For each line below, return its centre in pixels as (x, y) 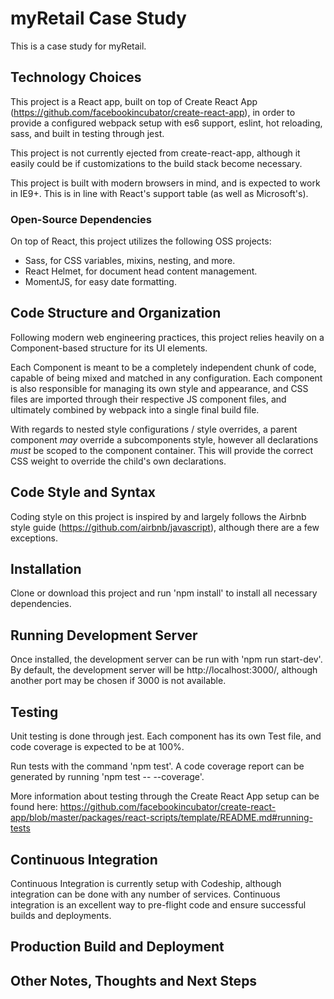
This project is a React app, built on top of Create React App (134, 101)
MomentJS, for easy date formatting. (100, 282)
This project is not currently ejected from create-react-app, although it (155, 153)
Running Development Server (104, 635)
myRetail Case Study (98, 18)
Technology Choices (76, 77)
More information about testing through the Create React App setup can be (165, 796)
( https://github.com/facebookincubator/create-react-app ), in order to (153, 112)
